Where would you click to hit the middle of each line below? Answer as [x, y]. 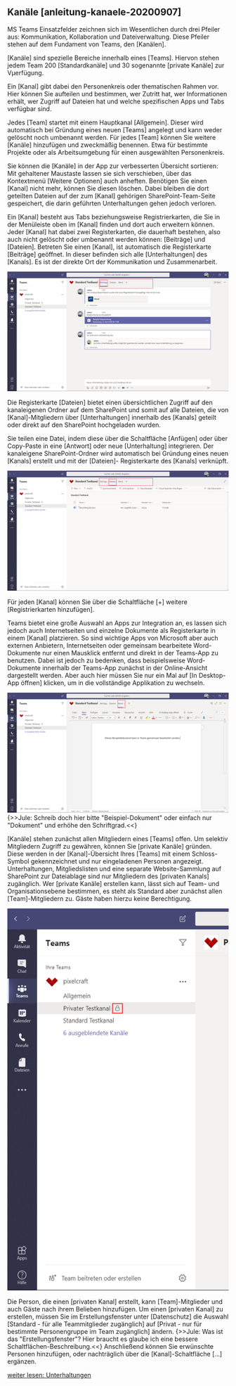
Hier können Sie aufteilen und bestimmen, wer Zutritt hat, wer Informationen [117, 94]
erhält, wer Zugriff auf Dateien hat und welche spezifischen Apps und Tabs [116, 101]
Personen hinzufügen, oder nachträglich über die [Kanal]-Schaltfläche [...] [115, 1354]
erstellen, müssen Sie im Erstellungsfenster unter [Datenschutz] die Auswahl [118, 1316]
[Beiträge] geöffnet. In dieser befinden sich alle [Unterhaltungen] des [107, 254]
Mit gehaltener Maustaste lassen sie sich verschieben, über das [99, 173]
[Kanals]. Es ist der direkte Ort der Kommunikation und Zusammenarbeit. [112, 262]
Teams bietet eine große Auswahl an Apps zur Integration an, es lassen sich [117, 623]
